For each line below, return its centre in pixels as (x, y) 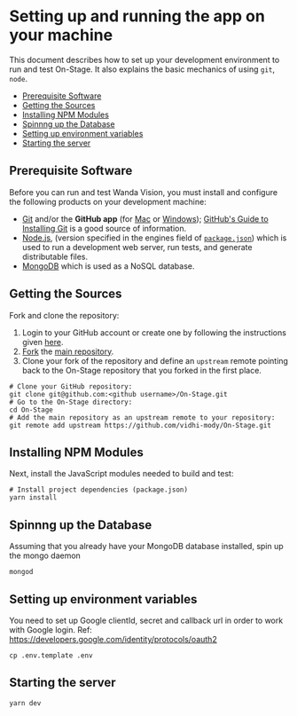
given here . (43, 342)
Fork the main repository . (68, 351)
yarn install (33, 498)
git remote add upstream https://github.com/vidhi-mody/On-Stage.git (141, 425)
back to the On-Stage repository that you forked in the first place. (141, 370)
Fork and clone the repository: (64, 315)
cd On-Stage (31, 410)
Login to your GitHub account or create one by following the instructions (154, 332)
